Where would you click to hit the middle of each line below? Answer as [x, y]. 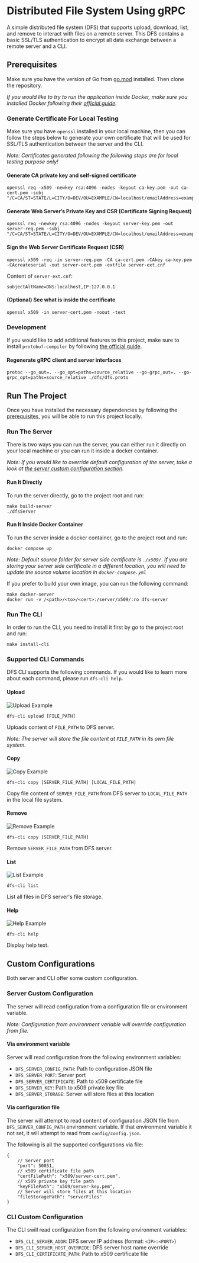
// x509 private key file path [56, 1181]
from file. [18, 1030]
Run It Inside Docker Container [45, 525]
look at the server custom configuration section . [65, 468]
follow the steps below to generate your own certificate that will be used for [99, 138]
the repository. [25, 85]
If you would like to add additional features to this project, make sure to [93, 340]
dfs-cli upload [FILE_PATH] [41, 716]
